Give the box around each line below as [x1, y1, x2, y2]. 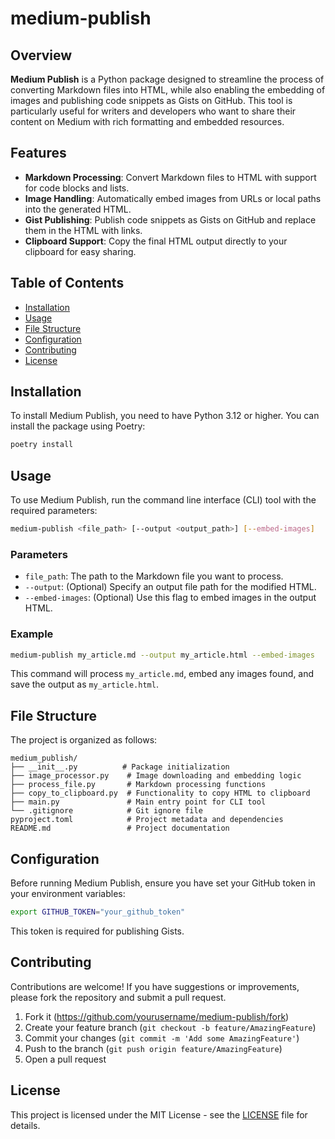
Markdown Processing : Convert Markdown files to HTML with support [24, 171, 317, 183]
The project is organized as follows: [10, 734, 158, 746]
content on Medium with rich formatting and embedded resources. [10, 116, 285, 127]
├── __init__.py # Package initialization [10, 762, 230, 772]
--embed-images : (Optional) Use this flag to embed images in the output [24, 592, 317, 604]
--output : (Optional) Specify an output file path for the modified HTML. [24, 581, 317, 593]
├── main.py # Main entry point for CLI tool [10, 797, 267, 807]
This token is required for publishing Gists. [10, 925, 185, 937]
